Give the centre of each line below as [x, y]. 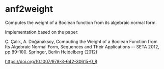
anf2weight [29, 9]
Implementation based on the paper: [42, 32]
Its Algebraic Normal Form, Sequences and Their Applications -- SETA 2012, [82, 46]
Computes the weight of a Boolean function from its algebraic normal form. [81, 23]
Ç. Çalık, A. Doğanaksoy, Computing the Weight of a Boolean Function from [82, 41]
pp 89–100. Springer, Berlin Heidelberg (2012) [51, 52]
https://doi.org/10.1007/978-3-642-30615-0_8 [51, 61]
